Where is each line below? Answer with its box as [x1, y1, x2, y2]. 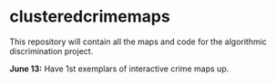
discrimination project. [9, 45, 94, 56]
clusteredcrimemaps [9, 6, 170, 27]
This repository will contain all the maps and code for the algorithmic [9, 36, 267, 47]
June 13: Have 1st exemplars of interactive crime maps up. [9, 63, 230, 74]
